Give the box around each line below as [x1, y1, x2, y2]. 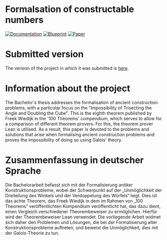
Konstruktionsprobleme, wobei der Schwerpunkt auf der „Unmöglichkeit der [5, 187, 162, 193]
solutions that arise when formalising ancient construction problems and [5, 131, 154, 137]
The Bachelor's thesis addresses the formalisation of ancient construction [5, 99, 158, 105]
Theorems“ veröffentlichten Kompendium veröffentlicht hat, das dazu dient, [5, 203, 161, 209]
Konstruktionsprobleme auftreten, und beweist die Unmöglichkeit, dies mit [5, 224, 158, 230]
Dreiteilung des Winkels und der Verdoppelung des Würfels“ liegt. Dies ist [5, 192, 157, 198]
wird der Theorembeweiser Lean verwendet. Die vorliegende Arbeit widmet [5, 214, 161, 220]
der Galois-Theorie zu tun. [5, 230, 60, 236]
